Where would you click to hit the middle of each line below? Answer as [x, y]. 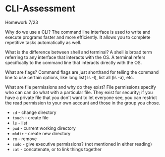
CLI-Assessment [40, 9]
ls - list [20, 123]
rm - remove [25, 139]
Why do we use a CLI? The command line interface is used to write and [78, 32]
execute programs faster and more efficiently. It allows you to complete [78, 37]
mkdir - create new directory [41, 133]
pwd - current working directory [44, 128]
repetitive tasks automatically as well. [43, 42]
